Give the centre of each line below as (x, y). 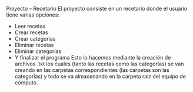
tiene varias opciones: (33, 15)
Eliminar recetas (34, 45)
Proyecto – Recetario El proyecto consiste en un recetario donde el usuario (96, 9)
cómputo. (26, 83)
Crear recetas (31, 32)
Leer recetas (30, 26)
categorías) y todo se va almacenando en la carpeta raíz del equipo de (100, 76)
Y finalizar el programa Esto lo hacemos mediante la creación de (93, 57)
